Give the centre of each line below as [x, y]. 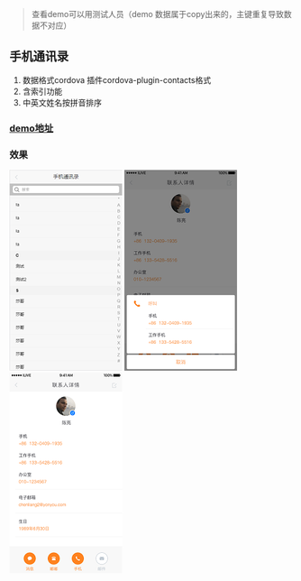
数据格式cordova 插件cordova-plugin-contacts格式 [117, 79]
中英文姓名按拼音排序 [62, 102]
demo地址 [32, 128]
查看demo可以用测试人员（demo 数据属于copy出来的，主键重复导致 [158, 14]
